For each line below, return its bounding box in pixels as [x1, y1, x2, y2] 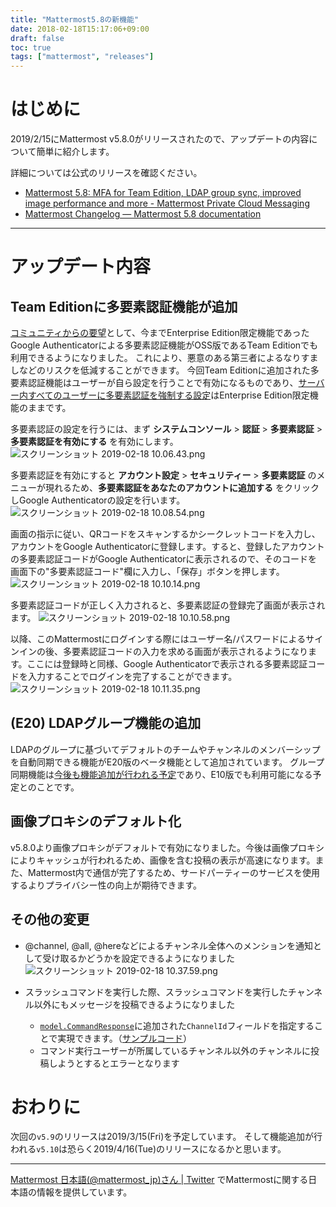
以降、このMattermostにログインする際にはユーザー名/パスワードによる [10, 633, 307, 645]
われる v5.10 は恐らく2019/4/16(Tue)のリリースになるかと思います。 [10, 1143, 287, 1155]
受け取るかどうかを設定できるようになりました [42, 952, 236, 964]
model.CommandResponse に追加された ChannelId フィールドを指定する [39, 1019, 315, 1031]
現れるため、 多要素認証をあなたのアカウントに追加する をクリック [44, 482, 320, 494]
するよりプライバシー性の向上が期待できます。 [10, 879, 203, 891]
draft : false [10, 33, 65, 43]
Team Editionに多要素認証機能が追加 [10, 298, 238, 315]
